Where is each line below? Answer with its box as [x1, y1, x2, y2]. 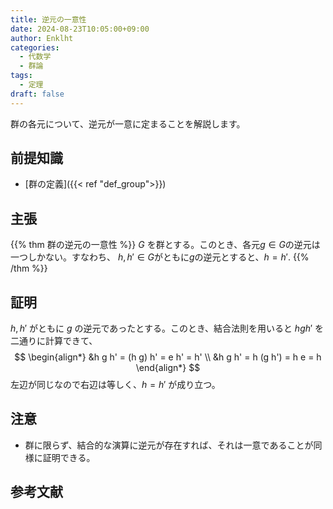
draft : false [10, 89, 65, 99]
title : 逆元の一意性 [10, 14, 87, 25]
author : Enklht [10, 33, 74, 43]
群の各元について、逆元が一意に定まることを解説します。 [10, 117, 246, 130]
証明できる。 [42, 451, 96, 463]
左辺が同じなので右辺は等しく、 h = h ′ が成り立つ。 [10, 379, 221, 391]
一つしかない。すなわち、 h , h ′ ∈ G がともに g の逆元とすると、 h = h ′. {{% [10, 251, 310, 263]
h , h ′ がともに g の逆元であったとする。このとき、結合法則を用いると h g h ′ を [10, 322, 325, 335]
